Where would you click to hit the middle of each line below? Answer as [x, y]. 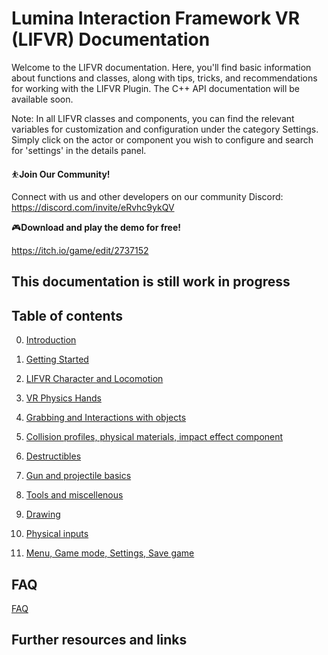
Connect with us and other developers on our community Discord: [147, 196]
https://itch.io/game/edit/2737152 [80, 250]
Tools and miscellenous [74, 495]
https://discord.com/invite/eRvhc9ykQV [93, 207]
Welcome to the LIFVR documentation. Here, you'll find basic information [161, 67]
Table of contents [67, 315]
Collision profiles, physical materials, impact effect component [154, 437]
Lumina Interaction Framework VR [156, 18]
